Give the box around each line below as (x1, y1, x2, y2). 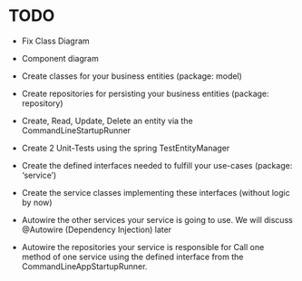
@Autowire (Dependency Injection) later (21, 224, 172, 235)
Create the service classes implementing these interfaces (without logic (21, 187, 291, 198)
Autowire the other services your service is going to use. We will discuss (21, 214, 294, 225)
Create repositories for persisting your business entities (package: (21, 88, 269, 99)
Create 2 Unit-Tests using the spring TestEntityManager (21, 142, 230, 153)
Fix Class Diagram (21, 35, 90, 46)
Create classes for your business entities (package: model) (21, 70, 242, 82)
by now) (21, 197, 53, 208)
